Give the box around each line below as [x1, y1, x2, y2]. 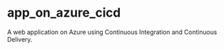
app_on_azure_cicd [7, 5, 121, 21]
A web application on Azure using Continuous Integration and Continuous [7, 28, 217, 36]
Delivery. [7, 35, 33, 43]
